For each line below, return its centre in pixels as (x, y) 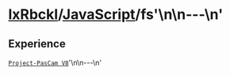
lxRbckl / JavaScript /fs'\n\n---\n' (116, 15)
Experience (37, 44)
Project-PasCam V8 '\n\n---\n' (55, 62)
